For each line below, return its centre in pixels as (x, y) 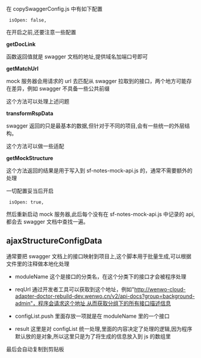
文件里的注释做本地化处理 (38, 264)
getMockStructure (30, 158)
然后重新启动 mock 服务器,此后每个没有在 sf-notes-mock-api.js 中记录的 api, (100, 214)
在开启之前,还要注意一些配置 (41, 32)
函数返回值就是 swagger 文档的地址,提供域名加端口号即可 (77, 57)
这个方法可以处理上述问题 (38, 101)
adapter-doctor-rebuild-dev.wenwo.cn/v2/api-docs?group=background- (105, 296)
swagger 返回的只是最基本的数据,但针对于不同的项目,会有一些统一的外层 (95, 126)
